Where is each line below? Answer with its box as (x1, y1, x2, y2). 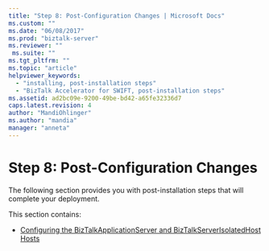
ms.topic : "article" (8, 64, 78, 72)
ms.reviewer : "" (8, 42, 63, 50)
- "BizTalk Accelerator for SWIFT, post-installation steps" (15, 86, 226, 95)
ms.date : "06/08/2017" (8, 27, 85, 35)
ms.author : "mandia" (8, 117, 78, 125)
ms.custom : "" (8, 19, 56, 27)
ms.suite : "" (11, 49, 56, 57)
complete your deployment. (8, 194, 100, 204)
